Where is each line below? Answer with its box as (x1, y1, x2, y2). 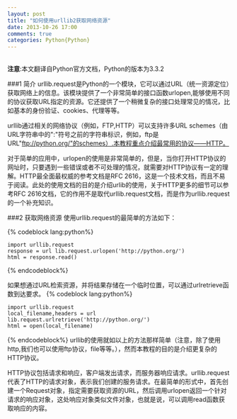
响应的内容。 (13, 404, 51, 413)
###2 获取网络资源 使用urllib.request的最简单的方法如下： (7, 213, 177, 222)
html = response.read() (7, 254, 78, 261)
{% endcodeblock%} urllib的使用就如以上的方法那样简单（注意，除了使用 (7, 336, 221, 345)
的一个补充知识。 (7, 199, 57, 207)
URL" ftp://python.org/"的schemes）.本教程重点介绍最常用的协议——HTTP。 (7, 139, 230, 147)
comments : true (7, 30, 52, 38)
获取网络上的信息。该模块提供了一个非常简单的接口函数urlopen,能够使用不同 (7, 89, 230, 97)
